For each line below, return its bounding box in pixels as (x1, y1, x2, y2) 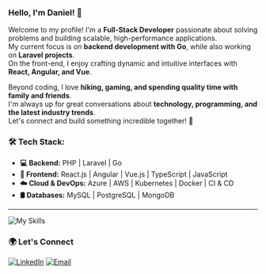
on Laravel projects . (8, 51, 75, 60)
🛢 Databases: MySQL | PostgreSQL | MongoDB (19, 190, 175, 200)
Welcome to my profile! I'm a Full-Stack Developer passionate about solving (8, 25, 258, 35)
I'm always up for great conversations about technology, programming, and (8, 99, 258, 109)
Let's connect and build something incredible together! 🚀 (8, 116, 194, 126)
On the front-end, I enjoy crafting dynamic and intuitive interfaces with (8, 59, 237, 68)
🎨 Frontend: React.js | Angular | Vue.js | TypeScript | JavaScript (19, 169, 228, 179)
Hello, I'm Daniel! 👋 (8, 7, 82, 18)
